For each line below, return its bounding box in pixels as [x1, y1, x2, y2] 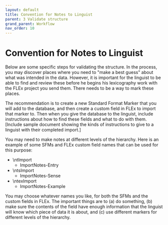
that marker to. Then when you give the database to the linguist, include [5, 111, 153, 117]
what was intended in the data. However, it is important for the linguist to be [5, 74, 161, 80]
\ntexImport [12, 178, 37, 184]
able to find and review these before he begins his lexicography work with [5, 80, 157, 86]
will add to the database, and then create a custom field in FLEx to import [5, 105, 156, 111]
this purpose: [5, 147, 32, 153]
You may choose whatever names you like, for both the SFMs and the [5, 193, 148, 199]
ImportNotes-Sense [19, 173, 61, 179]
